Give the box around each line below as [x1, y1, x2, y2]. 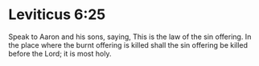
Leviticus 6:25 [8, 6, 106, 24]
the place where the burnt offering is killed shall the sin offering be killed [8, 40, 248, 49]
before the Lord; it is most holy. [8, 49, 112, 58]
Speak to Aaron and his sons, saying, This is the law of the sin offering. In [8, 32, 252, 41]
